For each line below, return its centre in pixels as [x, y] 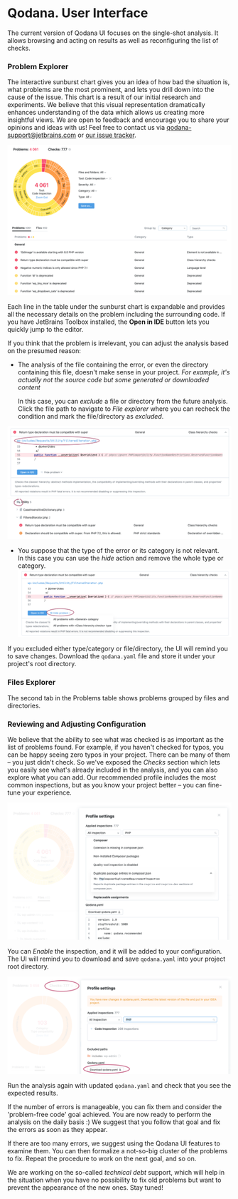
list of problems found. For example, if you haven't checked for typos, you [115, 747]
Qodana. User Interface [78, 13]
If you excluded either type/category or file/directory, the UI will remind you [118, 649]
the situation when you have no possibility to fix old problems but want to [114, 1180]
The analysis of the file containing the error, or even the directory [113, 364]
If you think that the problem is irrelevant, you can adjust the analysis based [118, 343]
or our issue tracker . [107, 135]
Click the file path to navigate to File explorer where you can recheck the [124, 409]
